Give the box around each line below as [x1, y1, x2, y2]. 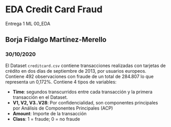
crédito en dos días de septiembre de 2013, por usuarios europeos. [5, 68, 146, 74]
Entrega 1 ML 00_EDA [5, 20, 51, 27]
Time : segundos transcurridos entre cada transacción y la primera [12, 89, 153, 95]
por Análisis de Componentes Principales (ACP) [12, 105, 113, 111]
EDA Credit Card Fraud [5, 4, 103, 15]
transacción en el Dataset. [12, 94, 68, 100]
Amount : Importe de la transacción [12, 110, 87, 116]
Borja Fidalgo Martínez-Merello [5, 35, 107, 44]
